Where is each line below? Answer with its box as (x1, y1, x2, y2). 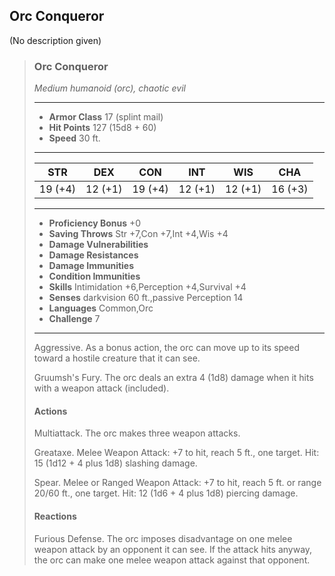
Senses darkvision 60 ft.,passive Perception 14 (48, 292, 244, 304)
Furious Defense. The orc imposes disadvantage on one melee (33, 532, 293, 544)
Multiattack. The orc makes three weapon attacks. (33, 427, 241, 439)
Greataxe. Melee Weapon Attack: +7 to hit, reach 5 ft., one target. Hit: (33, 447, 320, 459)
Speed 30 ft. (48, 132, 101, 144)
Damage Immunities (48, 260, 135, 272)
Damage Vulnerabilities (48, 239, 149, 251)
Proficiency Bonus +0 (48, 217, 142, 229)
